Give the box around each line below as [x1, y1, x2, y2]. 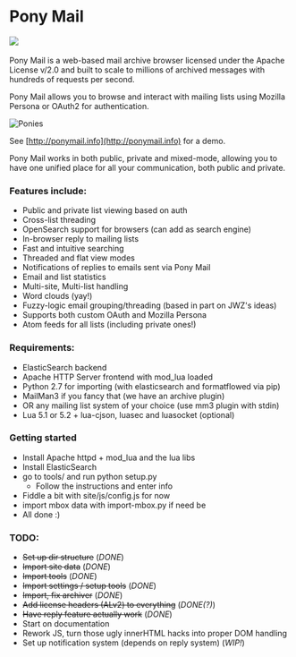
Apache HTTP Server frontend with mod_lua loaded [21, 371, 213, 382]
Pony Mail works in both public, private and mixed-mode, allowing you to [9, 152, 278, 163]
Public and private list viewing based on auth [21, 205, 188, 216]
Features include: [9, 184, 88, 197]
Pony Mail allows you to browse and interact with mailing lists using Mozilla [9, 91, 286, 102]
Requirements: [9, 342, 75, 354]
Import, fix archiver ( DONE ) [21, 590, 123, 601]
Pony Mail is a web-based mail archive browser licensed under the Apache [9, 55, 285, 65]
